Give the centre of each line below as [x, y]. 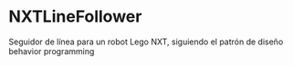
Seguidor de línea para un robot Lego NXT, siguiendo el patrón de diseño [146, 42]
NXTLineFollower [75, 17]
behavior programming [52, 51]
